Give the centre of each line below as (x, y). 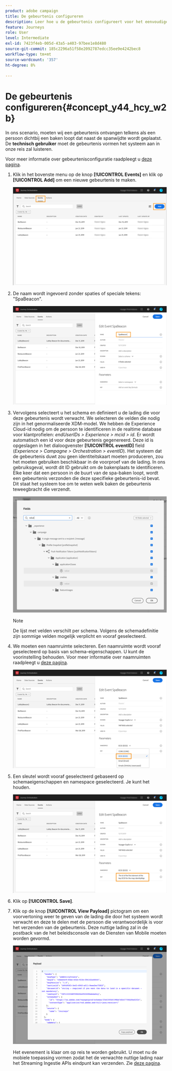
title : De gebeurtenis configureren (44, 16)
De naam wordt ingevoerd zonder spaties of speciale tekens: (77, 294)
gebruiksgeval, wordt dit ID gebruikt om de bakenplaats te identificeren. (88, 468)
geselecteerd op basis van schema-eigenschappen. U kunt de (78, 652)
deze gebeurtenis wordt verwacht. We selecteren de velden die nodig (86, 418)
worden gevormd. (31, 938)
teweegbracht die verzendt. (42, 489)
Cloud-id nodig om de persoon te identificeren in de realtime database (87, 429)
